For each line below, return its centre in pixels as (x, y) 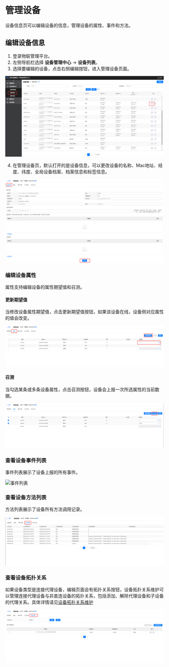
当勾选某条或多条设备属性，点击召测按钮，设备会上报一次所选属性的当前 (80, 389)
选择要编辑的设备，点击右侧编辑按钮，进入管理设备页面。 (72, 68)
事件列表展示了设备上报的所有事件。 (43, 472)
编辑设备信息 (25, 43)
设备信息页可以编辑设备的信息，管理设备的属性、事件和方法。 (69, 25)
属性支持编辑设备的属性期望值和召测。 (45, 287)
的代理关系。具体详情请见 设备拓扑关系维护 (49, 602)
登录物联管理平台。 (32, 56)
